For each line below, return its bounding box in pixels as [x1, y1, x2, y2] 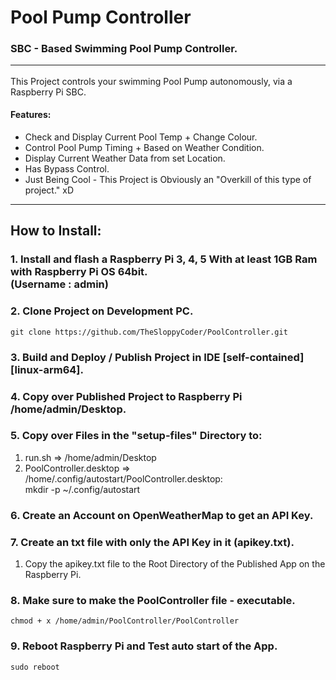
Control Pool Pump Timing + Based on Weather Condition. [24, 142, 265, 154]
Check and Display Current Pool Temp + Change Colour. [24, 131, 258, 143]
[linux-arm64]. [10, 362, 84, 376]
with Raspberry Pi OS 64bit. [10, 265, 148, 279]
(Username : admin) [10, 277, 109, 291]
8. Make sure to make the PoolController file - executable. [10, 593, 296, 607]
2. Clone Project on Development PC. [10, 304, 194, 318]
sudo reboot [10, 662, 60, 672]
